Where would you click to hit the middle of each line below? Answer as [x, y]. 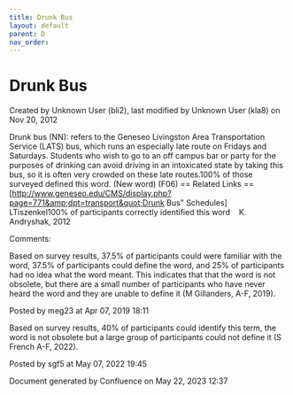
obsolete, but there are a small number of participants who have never [137, 284]
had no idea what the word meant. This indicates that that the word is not [143, 275]
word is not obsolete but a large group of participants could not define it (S [145, 337]
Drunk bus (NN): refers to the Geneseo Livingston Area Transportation [137, 137]
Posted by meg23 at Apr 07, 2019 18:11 [79, 311]
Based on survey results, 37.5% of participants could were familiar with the [146, 256]
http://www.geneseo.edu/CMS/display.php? [92, 194]
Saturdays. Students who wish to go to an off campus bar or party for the [143, 156]
